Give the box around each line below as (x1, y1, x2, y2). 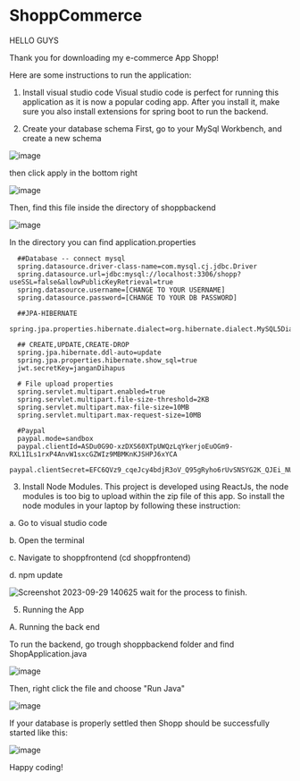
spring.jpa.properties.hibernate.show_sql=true (17, 355, 198, 365)
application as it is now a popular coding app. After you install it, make (21, 96, 280, 107)
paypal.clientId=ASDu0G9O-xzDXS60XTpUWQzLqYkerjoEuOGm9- (17, 442, 234, 451)
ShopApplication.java (9, 648, 87, 658)
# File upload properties (17, 379, 114, 388)
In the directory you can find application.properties (9, 236, 196, 247)
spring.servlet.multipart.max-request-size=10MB (17, 411, 202, 420)
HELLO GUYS (9, 35, 60, 46)
